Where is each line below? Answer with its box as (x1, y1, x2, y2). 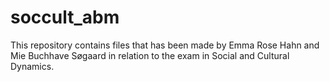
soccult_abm (10, 6, 120, 29)
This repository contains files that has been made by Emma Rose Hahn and (10, 39, 320, 51)
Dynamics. (10, 60, 55, 72)
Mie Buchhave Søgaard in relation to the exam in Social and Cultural (10, 49, 290, 61)
